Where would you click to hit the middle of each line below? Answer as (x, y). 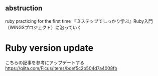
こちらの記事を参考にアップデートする (45, 62)
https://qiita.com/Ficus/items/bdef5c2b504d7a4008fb (61, 68)
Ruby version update (49, 48)
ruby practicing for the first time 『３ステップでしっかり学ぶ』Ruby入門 (79, 21)
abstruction (24, 8)
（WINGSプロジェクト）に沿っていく (43, 27)
